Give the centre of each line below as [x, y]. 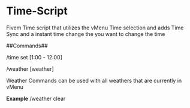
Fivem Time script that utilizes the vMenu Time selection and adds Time [95, 28]
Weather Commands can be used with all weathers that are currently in [94, 80]
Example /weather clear [36, 98]
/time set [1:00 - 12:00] [34, 57]
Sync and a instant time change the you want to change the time [86, 34]
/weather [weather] [30, 69]
